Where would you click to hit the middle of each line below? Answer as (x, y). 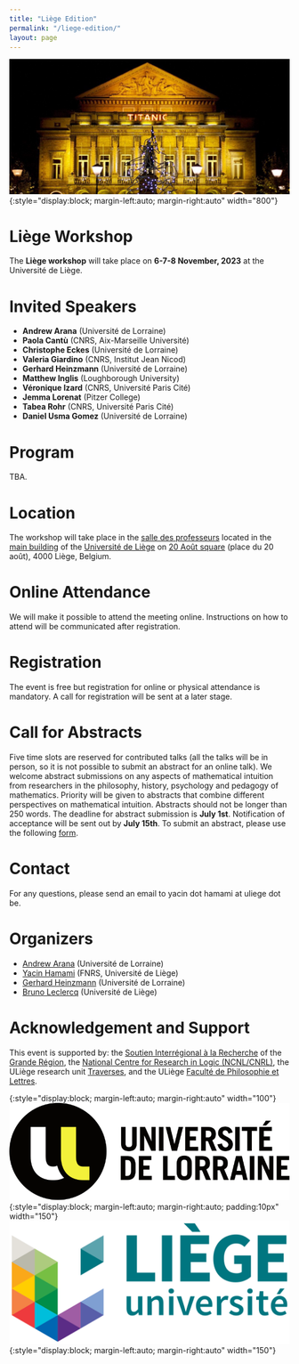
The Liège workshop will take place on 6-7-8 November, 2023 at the (137, 261)
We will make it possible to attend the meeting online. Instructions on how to (149, 617)
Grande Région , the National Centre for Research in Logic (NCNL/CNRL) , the (149, 1062)
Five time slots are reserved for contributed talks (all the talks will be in (139, 758)
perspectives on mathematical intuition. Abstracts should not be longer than (148, 805)
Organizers (51, 939)
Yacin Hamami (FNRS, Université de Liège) (100, 973)
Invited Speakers (73, 306)
